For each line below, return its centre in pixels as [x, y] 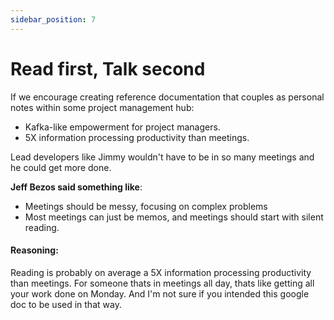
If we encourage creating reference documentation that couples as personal [167, 97]
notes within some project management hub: [102, 107]
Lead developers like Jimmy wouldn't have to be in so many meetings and [162, 157]
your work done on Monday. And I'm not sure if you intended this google [160, 293]
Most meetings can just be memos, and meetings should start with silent [174, 217]
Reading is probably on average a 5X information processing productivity [161, 272]
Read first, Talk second [108, 68]
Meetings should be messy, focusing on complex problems [146, 206]
